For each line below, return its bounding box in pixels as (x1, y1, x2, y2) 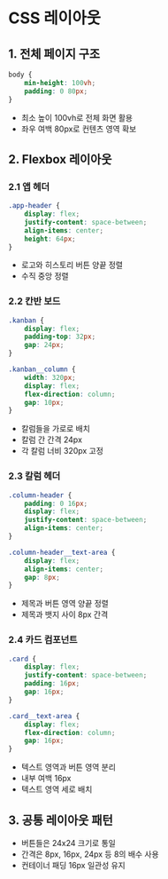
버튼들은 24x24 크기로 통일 (20, 838, 116, 849)
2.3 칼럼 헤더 (8, 470, 61, 482)
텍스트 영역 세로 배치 (20, 784, 93, 795)
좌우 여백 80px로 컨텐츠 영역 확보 (20, 123, 137, 134)
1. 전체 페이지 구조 (8, 46, 101, 61)
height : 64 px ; (24, 234, 76, 243)
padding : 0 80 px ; (24, 86, 88, 96)
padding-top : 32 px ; (24, 332, 96, 342)
